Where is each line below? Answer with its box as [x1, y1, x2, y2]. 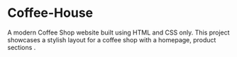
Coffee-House [7, 5, 94, 21]
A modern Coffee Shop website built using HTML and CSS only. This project [7, 28, 230, 37]
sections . [7, 43, 36, 51]
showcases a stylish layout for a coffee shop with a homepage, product [7, 35, 216, 44]
